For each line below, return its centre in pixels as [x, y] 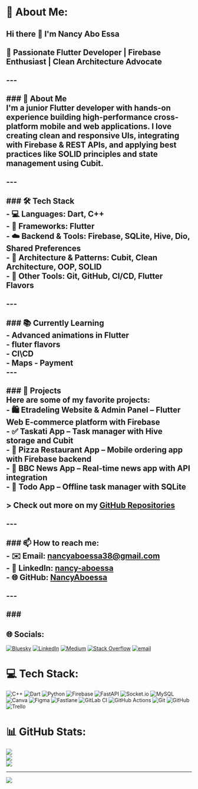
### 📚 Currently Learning [55, 323]
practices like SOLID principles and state [82, 154]
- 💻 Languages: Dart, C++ [55, 214]
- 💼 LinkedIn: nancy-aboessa [60, 568]
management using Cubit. [55, 163]
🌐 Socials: [25, 634]
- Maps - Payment [40, 363]
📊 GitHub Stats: [46, 731]
